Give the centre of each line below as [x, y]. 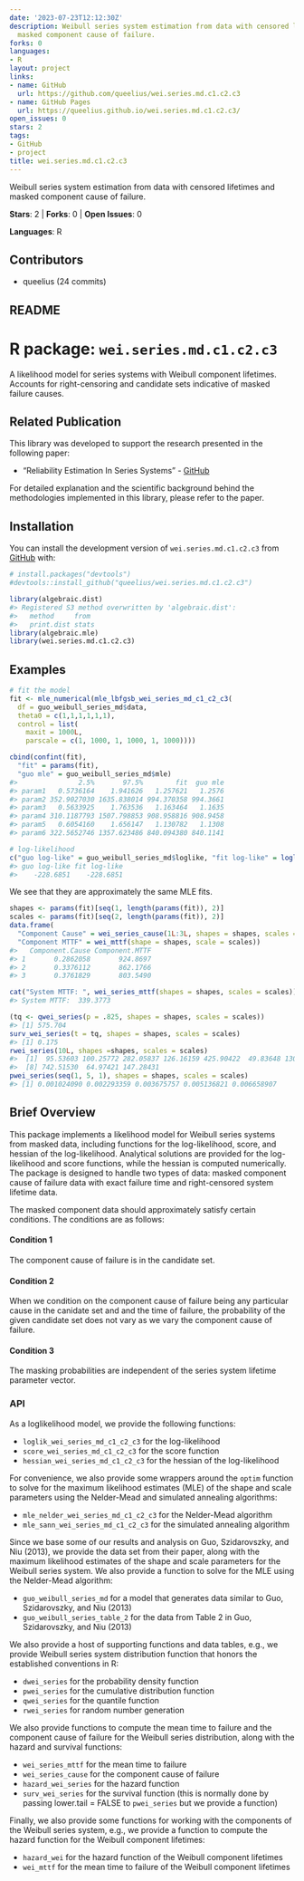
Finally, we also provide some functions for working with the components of [151, 1820]
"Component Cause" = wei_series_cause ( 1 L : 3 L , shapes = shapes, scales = [157, 934]
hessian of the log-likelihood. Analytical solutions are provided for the [139, 1153]
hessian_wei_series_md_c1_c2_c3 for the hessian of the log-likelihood [151, 1460]
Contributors [47, 259]
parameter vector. [43, 1380]
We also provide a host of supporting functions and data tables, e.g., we [144, 1644]
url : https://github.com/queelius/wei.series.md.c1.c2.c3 [129, 93]
